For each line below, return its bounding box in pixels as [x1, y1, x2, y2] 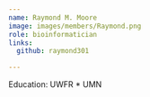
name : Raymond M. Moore [8, 13, 98, 22]
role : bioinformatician [8, 30, 98, 39]
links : [8, 38, 33, 48]
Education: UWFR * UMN [8, 79, 102, 90]
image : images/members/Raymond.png [8, 22, 142, 31]
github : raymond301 [16, 47, 90, 56]
